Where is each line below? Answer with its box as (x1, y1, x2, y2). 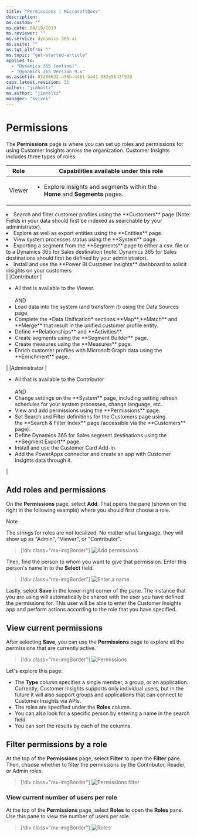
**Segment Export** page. (14, 438, 81, 445)
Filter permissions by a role (6, 739, 107, 749)
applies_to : (6, 57, 35, 63)
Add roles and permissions (6, 485, 107, 495)
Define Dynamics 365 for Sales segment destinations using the (14, 431, 167, 438)
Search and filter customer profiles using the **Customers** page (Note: (13, 210, 191, 217)
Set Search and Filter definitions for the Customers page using (14, 413, 166, 420)
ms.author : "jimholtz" (6, 90, 62, 96)
